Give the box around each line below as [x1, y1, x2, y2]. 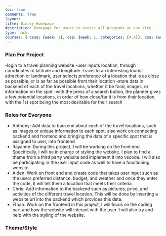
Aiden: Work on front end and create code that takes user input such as [12, 170, 158, 176]
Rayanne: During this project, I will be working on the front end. [12, 144, 141, 150]
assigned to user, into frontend [12, 139, 75, 144]
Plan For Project [5, 51, 44, 58]
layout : [5, 16, 21, 21]
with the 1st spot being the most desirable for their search [5, 99, 123, 105]
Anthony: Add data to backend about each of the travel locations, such [12, 123, 157, 129]
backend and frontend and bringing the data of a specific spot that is [12, 133, 153, 139]
